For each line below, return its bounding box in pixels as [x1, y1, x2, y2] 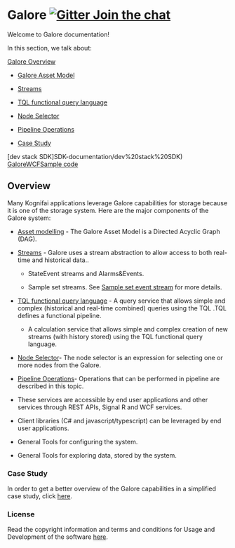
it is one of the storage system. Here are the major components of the [7, 206, 209, 214]
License [7, 509, 35, 519]
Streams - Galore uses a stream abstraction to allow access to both [17, 248, 213, 256]
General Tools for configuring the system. [17, 437, 138, 446]
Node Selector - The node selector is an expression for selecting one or [17, 353, 223, 362]
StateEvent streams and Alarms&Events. [27, 269, 145, 278]
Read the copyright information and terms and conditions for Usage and [7, 526, 215, 534]
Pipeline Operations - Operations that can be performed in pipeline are [17, 374, 220, 383]
